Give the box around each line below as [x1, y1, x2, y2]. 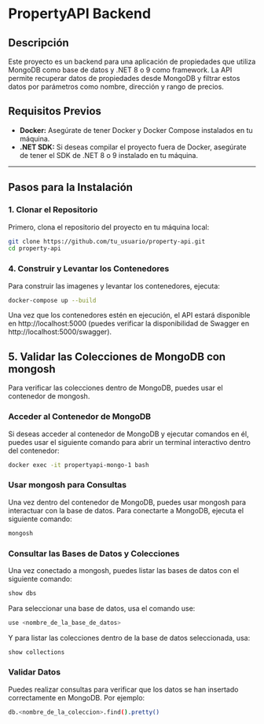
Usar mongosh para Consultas [8, 480, 127, 491]
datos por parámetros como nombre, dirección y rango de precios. [8, 82, 224, 91]
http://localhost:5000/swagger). [8, 327, 112, 336]
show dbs [8, 589, 37, 597]
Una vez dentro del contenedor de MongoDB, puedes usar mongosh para [8, 497, 246, 507]
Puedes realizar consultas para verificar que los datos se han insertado [8, 685, 239, 694]
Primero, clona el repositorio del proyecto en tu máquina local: [8, 222, 210, 232]
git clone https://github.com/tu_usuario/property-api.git [8, 237, 206, 245]
